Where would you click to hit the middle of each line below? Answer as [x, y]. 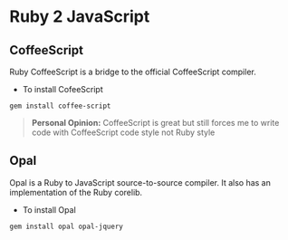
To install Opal [49, 209]
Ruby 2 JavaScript [80, 17]
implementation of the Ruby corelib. [76, 192]
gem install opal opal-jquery [67, 226]
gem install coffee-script [60, 106]
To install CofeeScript [62, 89]
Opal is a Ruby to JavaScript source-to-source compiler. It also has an [140, 182]
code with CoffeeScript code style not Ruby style [123, 132]
